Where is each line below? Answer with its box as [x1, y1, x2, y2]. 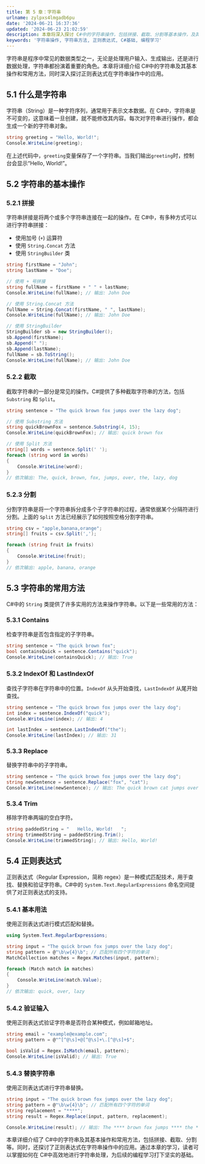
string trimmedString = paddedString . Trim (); [6, 832, 124, 838]
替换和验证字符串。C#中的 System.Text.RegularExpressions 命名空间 [16, 880, 190, 888]
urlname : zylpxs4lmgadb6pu [6, 15, 75, 21]
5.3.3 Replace [6, 747, 48, 755]
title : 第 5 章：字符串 [6, 9, 61, 15]
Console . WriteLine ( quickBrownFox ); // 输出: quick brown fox [6, 430, 164, 436]
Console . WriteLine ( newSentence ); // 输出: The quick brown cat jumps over [6, 785, 199, 791]
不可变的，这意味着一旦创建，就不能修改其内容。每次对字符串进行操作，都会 [6, 114, 199, 122]
